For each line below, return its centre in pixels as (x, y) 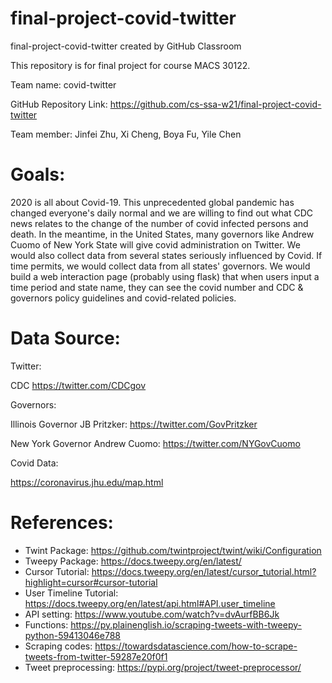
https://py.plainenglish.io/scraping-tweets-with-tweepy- (186, 624)
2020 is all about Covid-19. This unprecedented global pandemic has (152, 202)
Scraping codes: (58, 646)
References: (62, 523)
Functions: (46, 624)
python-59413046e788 (72, 635)
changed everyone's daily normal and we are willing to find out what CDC (161, 213)
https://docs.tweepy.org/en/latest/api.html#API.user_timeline (150, 603)
